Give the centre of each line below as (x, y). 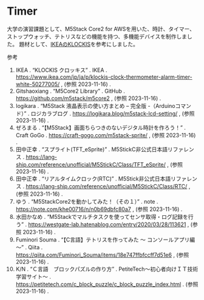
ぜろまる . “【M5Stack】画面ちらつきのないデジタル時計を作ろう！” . (100, 127)
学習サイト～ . (33, 276)
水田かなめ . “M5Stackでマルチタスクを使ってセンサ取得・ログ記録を (102, 216)
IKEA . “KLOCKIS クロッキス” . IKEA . (61, 70)
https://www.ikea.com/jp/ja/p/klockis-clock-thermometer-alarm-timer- (104, 77)
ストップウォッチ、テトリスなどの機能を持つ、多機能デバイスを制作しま (97, 36)
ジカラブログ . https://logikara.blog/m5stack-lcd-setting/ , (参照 (115, 113)
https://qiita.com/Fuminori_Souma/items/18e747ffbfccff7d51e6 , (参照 (102, 255)
